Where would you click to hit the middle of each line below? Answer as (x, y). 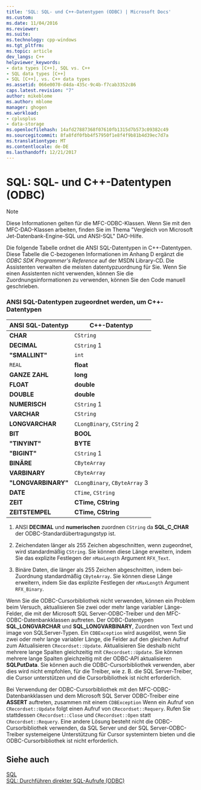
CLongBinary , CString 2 (107, 423)
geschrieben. (23, 286)
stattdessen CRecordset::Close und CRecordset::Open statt (79, 715)
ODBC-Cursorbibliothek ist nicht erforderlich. (62, 740)
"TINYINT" (25, 443)
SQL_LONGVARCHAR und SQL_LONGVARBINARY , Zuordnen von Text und (100, 626)
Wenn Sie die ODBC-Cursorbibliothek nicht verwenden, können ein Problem (101, 600)
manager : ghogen (27, 107)
